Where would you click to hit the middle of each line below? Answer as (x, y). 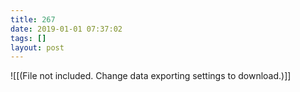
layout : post (37, 47)
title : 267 (33, 19)
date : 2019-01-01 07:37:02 (66, 29)
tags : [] (28, 38)
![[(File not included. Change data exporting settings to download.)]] (151, 76)
